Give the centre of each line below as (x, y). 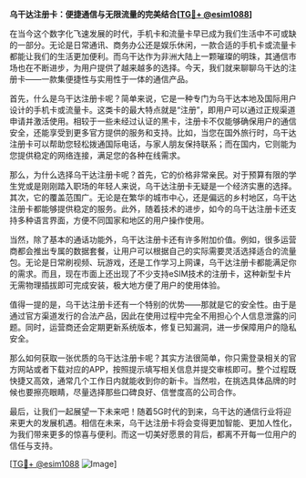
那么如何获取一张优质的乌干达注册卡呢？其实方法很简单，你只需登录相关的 (149, 358)
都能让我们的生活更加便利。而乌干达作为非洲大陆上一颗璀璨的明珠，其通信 (149, 56)
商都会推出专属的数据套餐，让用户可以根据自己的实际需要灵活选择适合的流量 (153, 251)
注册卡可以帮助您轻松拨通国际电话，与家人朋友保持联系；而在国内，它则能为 (153, 144)
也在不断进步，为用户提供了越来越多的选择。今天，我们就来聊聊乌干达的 (153, 68)
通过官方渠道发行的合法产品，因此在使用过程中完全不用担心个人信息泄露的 (149, 316)
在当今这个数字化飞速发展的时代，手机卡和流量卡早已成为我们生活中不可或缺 (153, 34)
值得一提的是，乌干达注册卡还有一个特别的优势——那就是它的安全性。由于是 (153, 305)
